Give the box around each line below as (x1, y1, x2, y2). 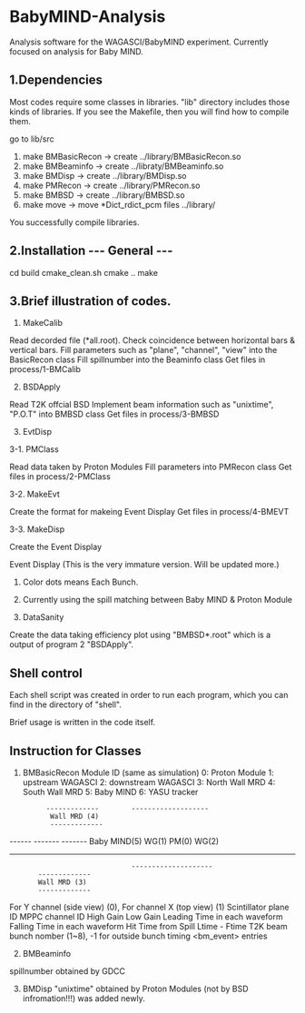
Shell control (9, 665, 84, 681)
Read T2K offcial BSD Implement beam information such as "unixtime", (9, 399, 274, 410)
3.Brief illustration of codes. (9, 293, 172, 309)
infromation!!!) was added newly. (22, 993, 145, 1004)
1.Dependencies (9, 73, 103, 88)
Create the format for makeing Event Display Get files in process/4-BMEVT (9, 506, 290, 517)
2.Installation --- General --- (9, 243, 173, 259)
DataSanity (22, 612, 64, 623)
